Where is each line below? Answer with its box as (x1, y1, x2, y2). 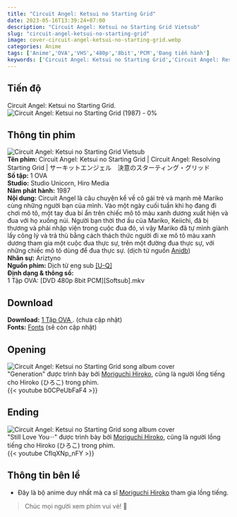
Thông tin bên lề (7, 470, 80, 482)
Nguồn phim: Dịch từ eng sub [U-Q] (7, 262, 113, 270)
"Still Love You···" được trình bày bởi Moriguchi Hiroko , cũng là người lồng (7, 432, 221, 441)
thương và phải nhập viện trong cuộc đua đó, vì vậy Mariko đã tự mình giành (7, 224, 229, 233)
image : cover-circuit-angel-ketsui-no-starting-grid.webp (7, 37, 181, 44)
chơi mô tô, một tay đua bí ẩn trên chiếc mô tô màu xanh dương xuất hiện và (7, 209, 229, 217)
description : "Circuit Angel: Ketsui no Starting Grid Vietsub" (7, 23, 200, 30)
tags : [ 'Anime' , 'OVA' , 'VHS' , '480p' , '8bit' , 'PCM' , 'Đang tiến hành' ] (7, 50, 210, 57)
